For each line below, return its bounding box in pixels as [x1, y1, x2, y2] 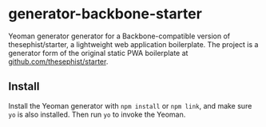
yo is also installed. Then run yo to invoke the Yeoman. [8, 109, 186, 119]
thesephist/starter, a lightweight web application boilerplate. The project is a [8, 39, 259, 49]
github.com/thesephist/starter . [8, 57, 109, 66]
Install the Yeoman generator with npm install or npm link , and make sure [8, 101, 252, 110]
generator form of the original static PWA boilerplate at [8, 48, 189, 58]
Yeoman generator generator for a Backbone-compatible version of [8, 31, 231, 41]
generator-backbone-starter [8, 5, 202, 23]
